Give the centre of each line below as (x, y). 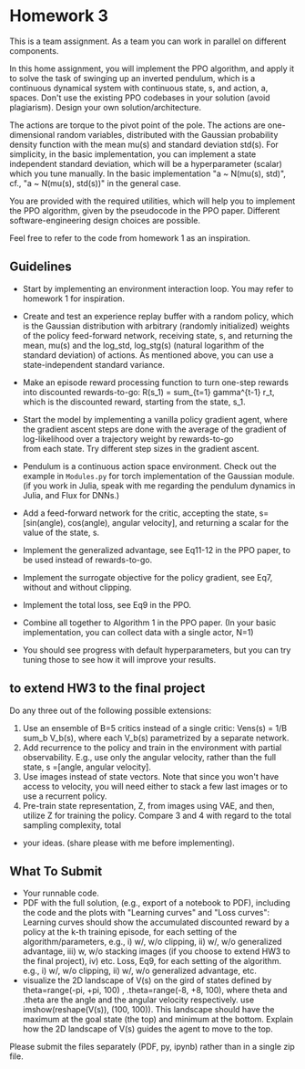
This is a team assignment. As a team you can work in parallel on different (148, 41)
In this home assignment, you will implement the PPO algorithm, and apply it (152, 68)
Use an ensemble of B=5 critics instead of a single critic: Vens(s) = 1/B (155, 728)
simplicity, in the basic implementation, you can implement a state (133, 154)
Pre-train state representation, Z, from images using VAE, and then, (148, 805)
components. (34, 50)
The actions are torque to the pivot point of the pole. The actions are (137, 125)
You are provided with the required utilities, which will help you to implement (152, 201)
